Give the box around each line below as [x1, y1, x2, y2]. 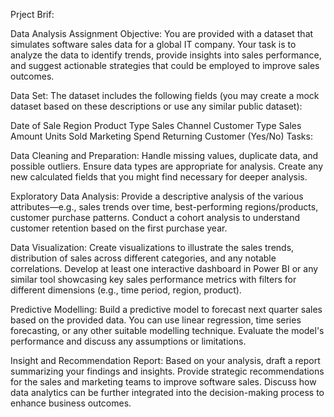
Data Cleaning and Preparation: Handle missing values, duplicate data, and [10, 150, 319, 161]
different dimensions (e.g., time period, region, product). [10, 284, 242, 296]
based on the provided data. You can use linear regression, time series [10, 314, 302, 326]
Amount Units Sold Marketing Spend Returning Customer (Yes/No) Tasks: [10, 130, 313, 142]
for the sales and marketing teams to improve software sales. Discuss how [10, 376, 317, 388]
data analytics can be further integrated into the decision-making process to [10, 387, 325, 398]
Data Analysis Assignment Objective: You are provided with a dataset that [10, 28, 314, 39]
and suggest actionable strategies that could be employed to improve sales [10, 60, 320, 71]
